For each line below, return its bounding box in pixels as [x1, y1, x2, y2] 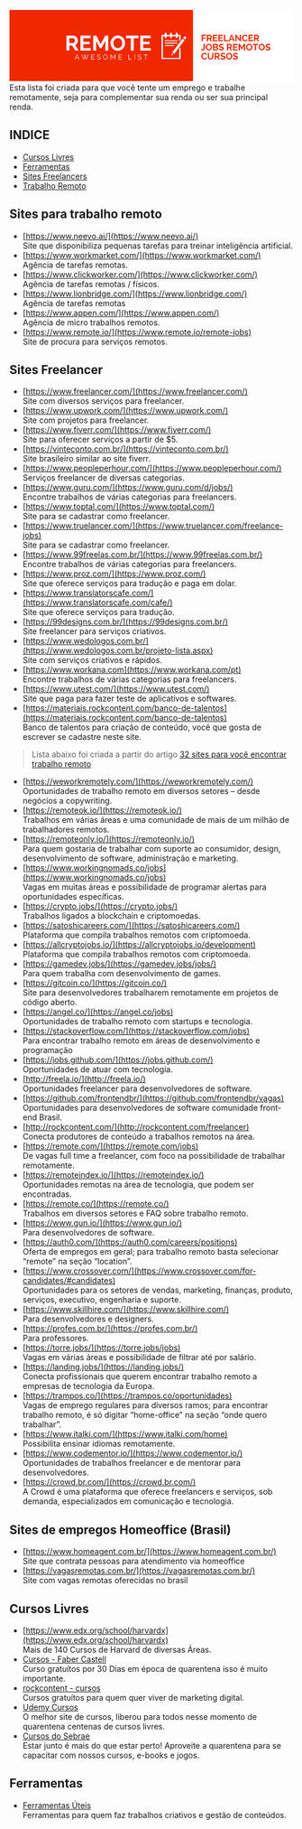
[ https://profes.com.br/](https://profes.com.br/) [22, 1323, 198, 1334]
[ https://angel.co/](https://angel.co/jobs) [22, 1006, 174, 1017]
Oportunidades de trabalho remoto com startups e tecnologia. [22, 1016, 253, 1027]
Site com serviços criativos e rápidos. [22, 655, 162, 666]
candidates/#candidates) [22, 1275, 116, 1286]
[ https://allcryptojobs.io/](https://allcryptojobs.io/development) [22, 939, 257, 950]
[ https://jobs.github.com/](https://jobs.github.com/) [22, 1054, 214, 1066]
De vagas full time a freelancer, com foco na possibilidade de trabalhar [22, 1151, 286, 1162]
